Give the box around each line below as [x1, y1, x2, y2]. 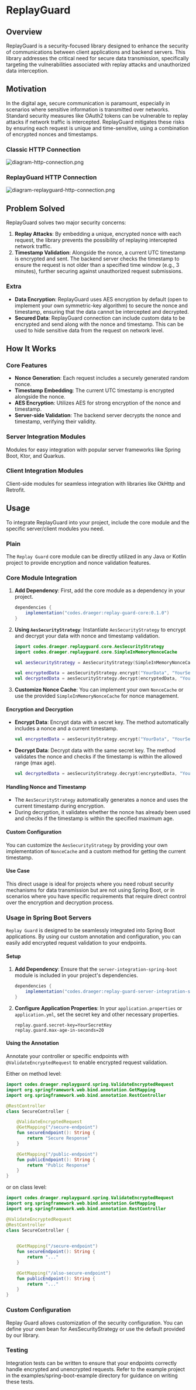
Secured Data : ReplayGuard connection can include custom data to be [14, 314, 185, 321]
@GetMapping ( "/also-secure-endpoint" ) [16, 1270, 111, 1276]
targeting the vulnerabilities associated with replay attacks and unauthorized [6, 61, 190, 68]
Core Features [6, 361, 47, 369]
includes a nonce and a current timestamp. [14, 725, 118, 732]
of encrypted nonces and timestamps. [6, 131, 98, 138]
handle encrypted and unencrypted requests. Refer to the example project [6, 1365, 185, 1372]
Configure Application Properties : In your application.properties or [14, 1004, 183, 1011]
